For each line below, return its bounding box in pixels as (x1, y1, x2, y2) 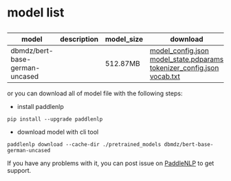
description (60, 34, 98, 44)
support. (7, 166, 32, 174)
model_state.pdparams (149, 54, 224, 64)
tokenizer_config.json (149, 63, 219, 73)
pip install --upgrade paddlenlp (7, 115, 103, 123)
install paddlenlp (16, 102, 64, 110)
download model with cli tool (16, 128, 99, 136)
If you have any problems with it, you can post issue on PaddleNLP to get (7, 159, 214, 167)
